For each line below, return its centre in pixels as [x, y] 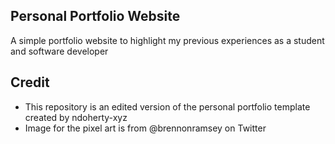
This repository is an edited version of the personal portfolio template [167, 106]
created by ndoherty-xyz [76, 117]
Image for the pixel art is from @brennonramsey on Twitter [145, 128]
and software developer [59, 51]
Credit [30, 82]
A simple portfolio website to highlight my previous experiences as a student [167, 40]
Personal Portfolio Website [95, 16]
